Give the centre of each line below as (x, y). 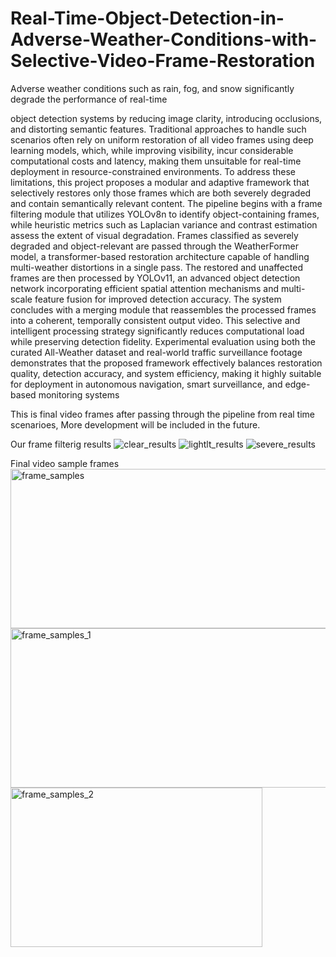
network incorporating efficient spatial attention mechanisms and (144, 288)
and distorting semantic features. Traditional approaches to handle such (158, 129)
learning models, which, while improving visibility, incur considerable (152, 150)
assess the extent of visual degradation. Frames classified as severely (154, 235)
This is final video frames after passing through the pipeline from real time (163, 414)
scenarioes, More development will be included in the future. (135, 424)
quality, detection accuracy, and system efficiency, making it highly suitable (166, 373)
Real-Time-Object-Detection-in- (147, 18)
